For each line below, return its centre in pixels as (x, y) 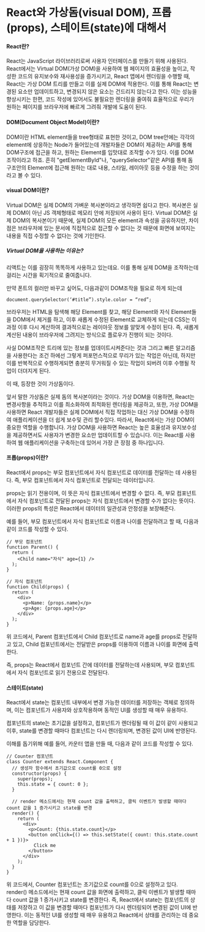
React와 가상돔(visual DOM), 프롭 (89, 13)
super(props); (35, 779)
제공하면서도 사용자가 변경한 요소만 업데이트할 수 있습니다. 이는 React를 (98, 434)
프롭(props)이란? (28, 458)
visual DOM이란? (28, 190)
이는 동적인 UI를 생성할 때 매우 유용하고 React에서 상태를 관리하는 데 (106, 915)
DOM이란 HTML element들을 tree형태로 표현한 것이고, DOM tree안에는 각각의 (101, 137)
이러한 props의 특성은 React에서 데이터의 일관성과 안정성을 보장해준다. (91, 508)
